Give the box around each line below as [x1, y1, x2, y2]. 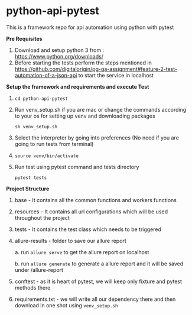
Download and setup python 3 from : [14, 46, 105, 54]
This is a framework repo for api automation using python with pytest [6, 24, 174, 31]
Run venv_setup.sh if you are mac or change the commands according [14, 106, 187, 113]
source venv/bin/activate [14, 152, 79, 159]
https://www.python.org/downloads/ [14, 53, 103, 60]
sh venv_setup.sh [14, 124, 58, 129]
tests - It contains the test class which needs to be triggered [14, 226, 161, 233]
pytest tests [14, 174, 47, 181]
